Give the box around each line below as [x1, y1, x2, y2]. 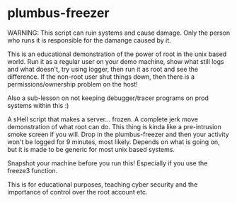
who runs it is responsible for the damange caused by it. [7, 35, 171, 44]
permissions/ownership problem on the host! [7, 79, 138, 88]
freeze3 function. [7, 166, 58, 175]
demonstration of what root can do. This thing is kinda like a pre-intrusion [7, 122, 221, 131]
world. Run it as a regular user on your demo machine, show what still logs [7, 57, 224, 65]
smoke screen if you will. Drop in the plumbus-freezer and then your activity [7, 130, 229, 138]
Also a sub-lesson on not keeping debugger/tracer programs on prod [7, 94, 209, 102]
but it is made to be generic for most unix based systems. [7, 145, 175, 153]
